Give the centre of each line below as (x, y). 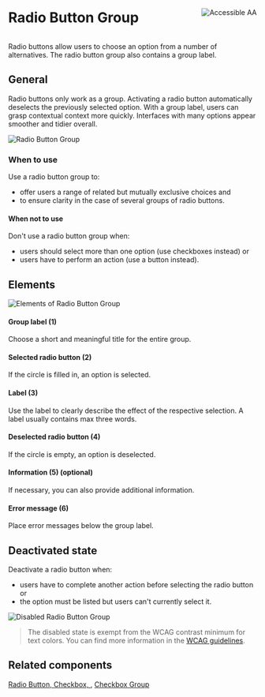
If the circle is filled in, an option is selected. (80, 375)
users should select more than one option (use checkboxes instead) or (134, 251)
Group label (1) (33, 321)
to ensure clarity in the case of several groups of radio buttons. (122, 200)
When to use (33, 159)
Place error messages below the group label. (81, 526)
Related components (60, 665)
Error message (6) (39, 508)
